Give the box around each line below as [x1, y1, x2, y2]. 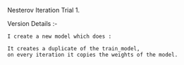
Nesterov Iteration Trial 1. [7, 6, 80, 14]
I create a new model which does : [7, 33, 112, 40]
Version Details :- [7, 20, 58, 27]
